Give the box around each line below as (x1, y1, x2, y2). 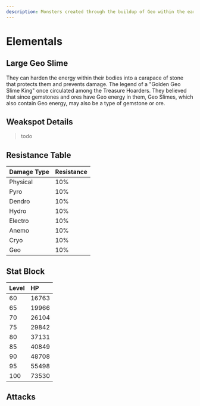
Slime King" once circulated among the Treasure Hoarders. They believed (6, 87, 187, 94)
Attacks (6, 392, 36, 402)
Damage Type (9, 168, 49, 176)
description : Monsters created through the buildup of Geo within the (6, 8, 185, 15)
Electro (9, 216, 29, 225)
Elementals (6, 34, 62, 48)
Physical (9, 178, 33, 186)
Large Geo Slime (6, 58, 68, 69)
